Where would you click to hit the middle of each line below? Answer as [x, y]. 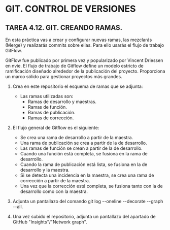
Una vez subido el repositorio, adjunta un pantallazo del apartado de [84, 217]
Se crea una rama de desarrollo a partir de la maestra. [77, 137]
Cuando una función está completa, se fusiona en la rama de [84, 154]
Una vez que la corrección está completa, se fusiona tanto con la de [92, 186]
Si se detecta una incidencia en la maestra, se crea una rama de [87, 175]
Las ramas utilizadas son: [47, 96]
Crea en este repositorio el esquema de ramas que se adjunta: [78, 86]
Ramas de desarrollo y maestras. [62, 102]
